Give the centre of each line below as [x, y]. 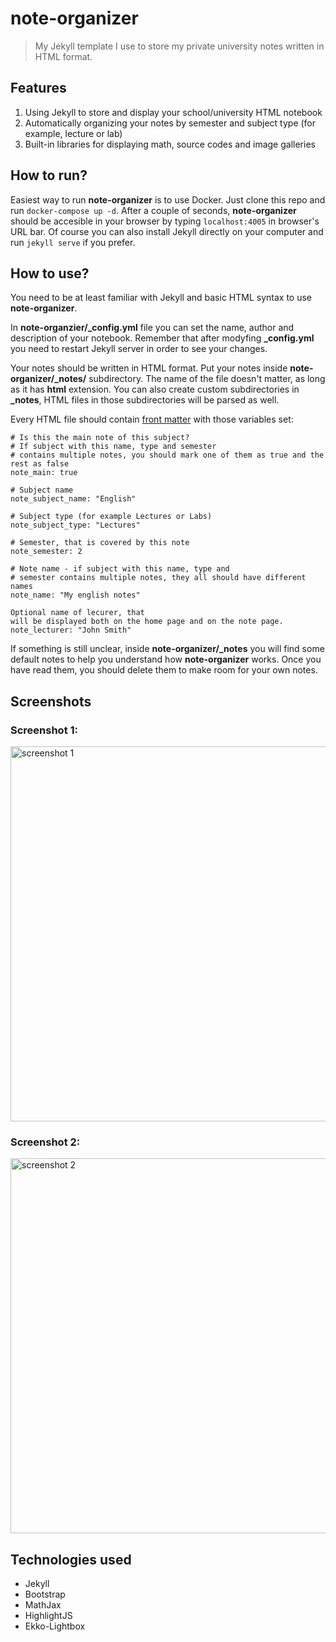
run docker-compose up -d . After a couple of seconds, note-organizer [153, 210]
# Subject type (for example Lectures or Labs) [111, 517]
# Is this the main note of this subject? [100, 438]
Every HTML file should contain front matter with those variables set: [152, 419]
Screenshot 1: [44, 730]
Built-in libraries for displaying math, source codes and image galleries [170, 144]
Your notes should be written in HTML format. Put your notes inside [149, 368]
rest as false [40, 464]
